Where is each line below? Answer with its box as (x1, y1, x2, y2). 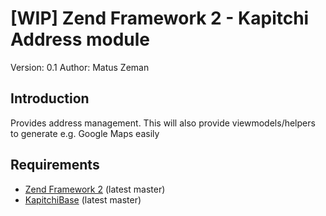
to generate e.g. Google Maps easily (10, 127, 160, 139)
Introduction (10, 90, 90, 107)
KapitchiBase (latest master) (24, 193, 142, 206)
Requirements (10, 157, 100, 174)
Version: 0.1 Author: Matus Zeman (10, 61, 150, 73)
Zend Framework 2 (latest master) (24, 183, 166, 195)
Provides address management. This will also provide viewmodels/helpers (10, 117, 316, 129)
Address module (10, 28, 151, 51)
